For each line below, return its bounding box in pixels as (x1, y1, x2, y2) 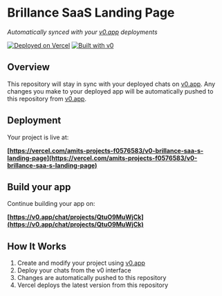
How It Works (7, 241, 67, 252)
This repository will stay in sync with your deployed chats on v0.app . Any (7, 80, 216, 88)
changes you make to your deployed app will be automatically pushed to (7, 87, 214, 95)
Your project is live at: (7, 133, 69, 141)
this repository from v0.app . (7, 94, 86, 103)
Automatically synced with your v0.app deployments (7, 28, 158, 36)
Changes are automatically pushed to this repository (17, 274, 167, 282)
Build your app (7, 181, 71, 193)
